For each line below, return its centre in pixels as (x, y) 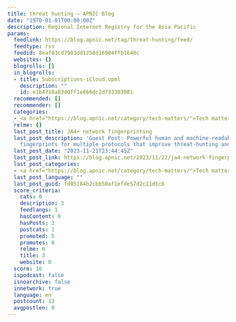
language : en (33, 295)
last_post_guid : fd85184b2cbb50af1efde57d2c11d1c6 (89, 183)
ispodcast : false (39, 275)
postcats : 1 (37, 229)
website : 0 (36, 262)
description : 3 (42, 204)
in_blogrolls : (34, 72)
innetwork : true (37, 288)
